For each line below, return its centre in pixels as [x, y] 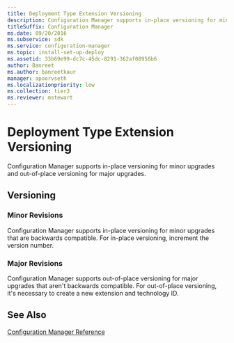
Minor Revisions [35, 215]
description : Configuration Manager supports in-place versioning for [112, 20]
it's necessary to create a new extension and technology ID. [93, 293]
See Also [27, 315]
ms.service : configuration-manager [59, 46]
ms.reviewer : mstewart [40, 98]
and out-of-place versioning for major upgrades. [77, 173]
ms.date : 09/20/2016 [37, 33]
